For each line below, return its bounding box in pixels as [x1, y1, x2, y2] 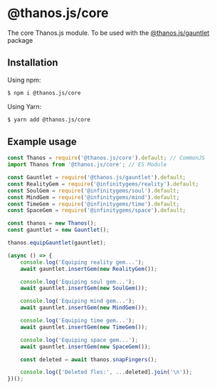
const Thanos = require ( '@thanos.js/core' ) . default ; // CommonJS [7, 154, 205, 161]
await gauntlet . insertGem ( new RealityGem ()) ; [20, 265, 158, 272]
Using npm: [7, 75, 41, 84]
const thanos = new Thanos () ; [7, 220, 97, 227]
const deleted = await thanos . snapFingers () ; [20, 356, 158, 363]
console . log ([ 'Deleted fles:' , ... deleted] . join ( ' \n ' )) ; [20, 368, 193, 376]
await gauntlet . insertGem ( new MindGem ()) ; [20, 304, 148, 311]
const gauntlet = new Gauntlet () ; [7, 226, 110, 234]
